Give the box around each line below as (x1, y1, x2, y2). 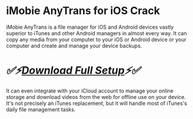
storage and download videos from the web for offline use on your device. (6, 93, 187, 100)
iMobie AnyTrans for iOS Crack (6, 4, 160, 18)
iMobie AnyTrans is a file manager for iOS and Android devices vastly (6, 23, 174, 30)
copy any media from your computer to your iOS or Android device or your (6, 36, 187, 43)
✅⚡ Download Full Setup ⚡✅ (6, 64, 140, 77)
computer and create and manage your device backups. (6, 42, 142, 49)
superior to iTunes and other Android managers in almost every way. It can (6, 29, 187, 36)
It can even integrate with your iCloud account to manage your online (6, 87, 174, 94)
